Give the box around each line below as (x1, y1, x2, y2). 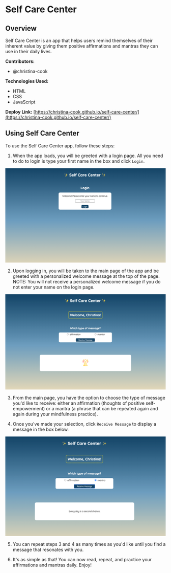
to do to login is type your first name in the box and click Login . (12, 158, 145, 164)
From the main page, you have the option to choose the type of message (12, 395, 165, 401)
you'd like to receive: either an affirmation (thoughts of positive (12, 400, 145, 406)
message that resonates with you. (12, 546, 84, 553)
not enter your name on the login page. (12, 284, 95, 290)
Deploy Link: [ (5, 109, 36, 115)
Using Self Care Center (5, 129, 80, 138)
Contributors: (5, 58, 35, 64)
